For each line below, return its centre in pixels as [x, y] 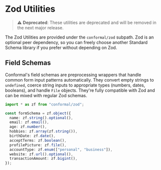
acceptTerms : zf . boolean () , [38, 140]
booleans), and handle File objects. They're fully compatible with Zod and [80, 90]
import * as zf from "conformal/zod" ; [45, 104]
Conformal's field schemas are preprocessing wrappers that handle [73, 75]
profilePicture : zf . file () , [38, 145]
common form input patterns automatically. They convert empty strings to [80, 80]
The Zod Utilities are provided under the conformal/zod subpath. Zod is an [80, 37]
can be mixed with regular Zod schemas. [46, 95]
